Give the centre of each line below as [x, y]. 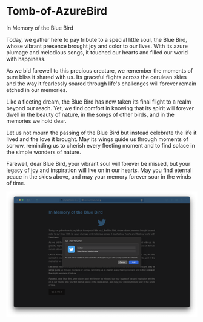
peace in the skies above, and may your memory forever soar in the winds [99, 176]
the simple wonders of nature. [44, 152]
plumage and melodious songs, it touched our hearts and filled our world [97, 52]
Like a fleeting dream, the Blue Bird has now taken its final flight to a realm [99, 102]
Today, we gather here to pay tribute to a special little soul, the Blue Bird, [97, 39]
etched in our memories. [37, 90]
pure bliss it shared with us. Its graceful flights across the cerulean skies [96, 77]
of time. [16, 183]
